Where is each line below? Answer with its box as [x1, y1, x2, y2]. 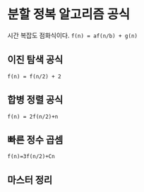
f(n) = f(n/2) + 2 [7, 73, 61, 80]
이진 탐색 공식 [7, 54, 64, 66]
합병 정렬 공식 [7, 94, 64, 106]
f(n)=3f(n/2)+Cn [7, 153, 55, 160]
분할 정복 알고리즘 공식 [7, 6, 131, 23]
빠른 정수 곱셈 [7, 133, 64, 145]
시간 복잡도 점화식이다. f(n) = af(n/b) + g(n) [7, 31, 138, 40]
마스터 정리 [7, 174, 53, 186]
